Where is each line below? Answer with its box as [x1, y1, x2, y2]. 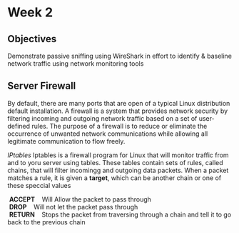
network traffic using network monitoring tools [7, 59, 144, 68]
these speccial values [7, 181, 71, 189]
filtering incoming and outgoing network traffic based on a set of [7, 114, 198, 122]
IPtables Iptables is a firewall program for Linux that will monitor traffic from [7, 151, 230, 159]
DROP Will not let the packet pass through [9, 202, 138, 211]
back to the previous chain [7, 217, 86, 226]
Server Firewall [7, 80, 76, 92]
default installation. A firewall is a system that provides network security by [7, 106, 228, 115]
